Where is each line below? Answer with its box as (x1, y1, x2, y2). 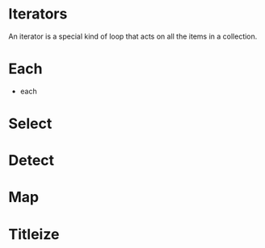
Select (8, 114, 53, 133)
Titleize (8, 225, 60, 243)
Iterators (8, 5, 68, 23)
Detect (8, 151, 55, 170)
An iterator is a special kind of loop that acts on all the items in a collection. (8, 31, 258, 41)
